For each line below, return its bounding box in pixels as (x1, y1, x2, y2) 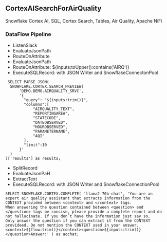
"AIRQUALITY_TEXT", (32, 106, 75, 112)
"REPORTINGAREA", (32, 111, 70, 116)
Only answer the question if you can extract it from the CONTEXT (5, 218, 151, 224)
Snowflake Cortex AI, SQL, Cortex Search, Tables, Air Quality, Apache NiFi (5, 17, 162, 24)
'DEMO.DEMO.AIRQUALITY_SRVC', (18, 88, 84, 94)
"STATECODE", (32, 116, 61, 121)
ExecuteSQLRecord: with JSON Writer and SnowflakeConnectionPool (12, 181, 160, 188)
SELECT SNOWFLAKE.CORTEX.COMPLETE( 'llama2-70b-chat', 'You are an (5, 191, 153, 197)
